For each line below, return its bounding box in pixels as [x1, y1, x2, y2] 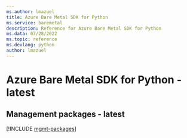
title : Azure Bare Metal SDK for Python [6, 14, 109, 20]
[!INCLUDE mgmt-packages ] [6, 125, 76, 132]
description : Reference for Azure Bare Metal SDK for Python [6, 25, 162, 32]
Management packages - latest [6, 109, 125, 120]
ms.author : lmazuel [6, 8, 55, 15]
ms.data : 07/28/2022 [6, 31, 58, 37]
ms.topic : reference [6, 36, 58, 42]
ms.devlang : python [6, 42, 55, 48]
